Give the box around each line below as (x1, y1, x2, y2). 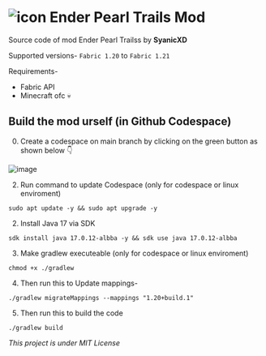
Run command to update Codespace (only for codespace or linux (19, 179, 239, 190)
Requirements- (8, 66, 58, 76)
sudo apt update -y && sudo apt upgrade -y (8, 204, 158, 212)
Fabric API (19, 82, 55, 92)
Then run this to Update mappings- (19, 278, 138, 288)
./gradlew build (8, 324, 63, 332)
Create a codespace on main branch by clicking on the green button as (19, 136, 258, 146)
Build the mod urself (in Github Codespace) (8, 114, 232, 129)
